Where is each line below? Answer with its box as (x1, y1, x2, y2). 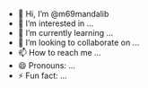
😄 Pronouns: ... (17, 60, 76, 71)
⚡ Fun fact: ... (17, 70, 67, 81)
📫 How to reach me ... (17, 48, 101, 57)
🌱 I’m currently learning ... (17, 28, 114, 38)
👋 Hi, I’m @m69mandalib (17, 9, 109, 19)
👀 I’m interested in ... (17, 18, 94, 29)
